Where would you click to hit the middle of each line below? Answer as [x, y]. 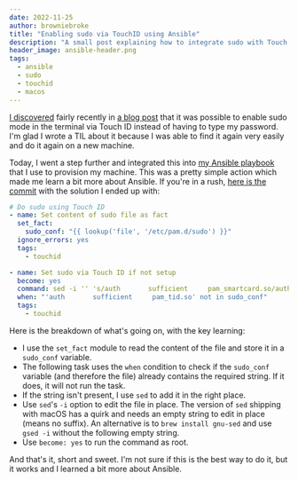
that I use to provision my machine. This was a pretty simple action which [143, 172]
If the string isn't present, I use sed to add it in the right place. [134, 395]
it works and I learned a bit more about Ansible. [95, 469]
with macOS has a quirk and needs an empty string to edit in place [144, 414]
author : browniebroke [49, 26]
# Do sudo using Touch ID [57, 207]
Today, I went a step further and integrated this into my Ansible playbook [142, 162]
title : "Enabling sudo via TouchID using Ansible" [105, 34]
